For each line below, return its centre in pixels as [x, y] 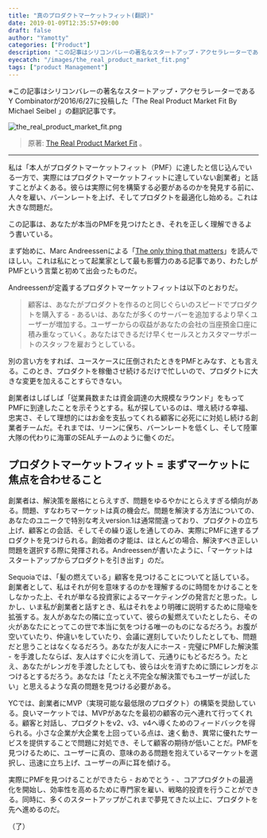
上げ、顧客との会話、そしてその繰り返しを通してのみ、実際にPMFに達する [130, 530]
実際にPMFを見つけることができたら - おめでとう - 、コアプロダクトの [124, 779]
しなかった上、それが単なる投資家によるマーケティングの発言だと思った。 [130, 597]
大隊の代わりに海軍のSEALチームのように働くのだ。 [93, 437]
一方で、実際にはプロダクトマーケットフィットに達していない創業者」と [133, 177]
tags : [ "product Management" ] [58, 68]
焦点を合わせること [55, 480]
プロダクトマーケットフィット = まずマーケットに [129, 465]
